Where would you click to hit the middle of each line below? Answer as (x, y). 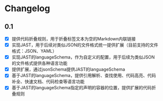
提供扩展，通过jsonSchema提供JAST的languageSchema (68, 69)
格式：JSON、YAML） (34, 51)
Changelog (27, 9)
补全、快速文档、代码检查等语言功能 (48, 81)
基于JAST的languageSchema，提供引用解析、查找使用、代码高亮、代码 (84, 76)
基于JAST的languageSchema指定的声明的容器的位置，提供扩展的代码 (81, 88)
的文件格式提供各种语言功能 (40, 63)
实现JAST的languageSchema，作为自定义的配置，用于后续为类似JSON (83, 57)
